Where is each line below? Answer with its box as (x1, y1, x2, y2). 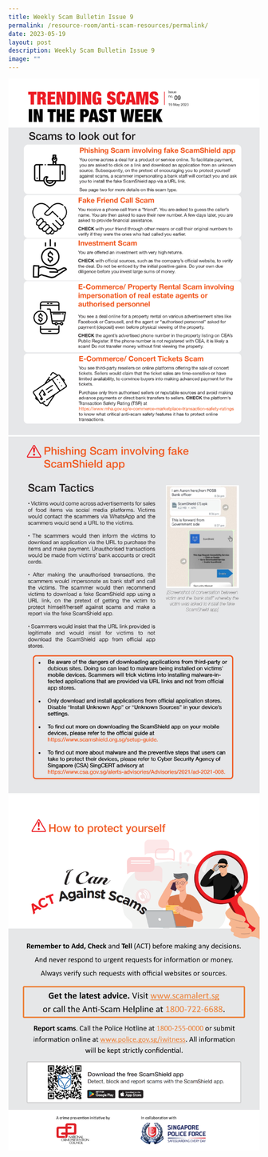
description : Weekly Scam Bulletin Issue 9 (8, 46, 156, 55)
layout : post (8, 38, 52, 46)
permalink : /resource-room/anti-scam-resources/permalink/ (8, 21, 209, 30)
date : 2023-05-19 (8, 30, 66, 38)
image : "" (8, 55, 41, 63)
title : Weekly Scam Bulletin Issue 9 (8, 13, 134, 21)
